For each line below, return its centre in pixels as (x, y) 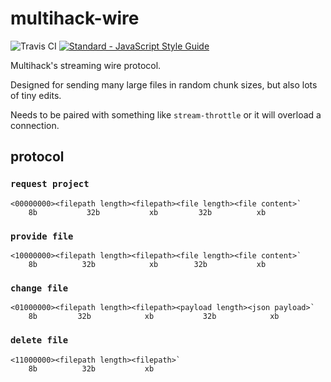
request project (50, 184)
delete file (39, 340)
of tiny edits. (36, 95)
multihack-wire (75, 18)
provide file (42, 236)
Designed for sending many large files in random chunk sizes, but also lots (164, 84)
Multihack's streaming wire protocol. (86, 65)
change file (39, 288)
